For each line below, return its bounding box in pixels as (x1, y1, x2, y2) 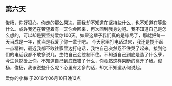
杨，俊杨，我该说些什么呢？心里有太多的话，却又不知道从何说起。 (5, 64, 144, 70)
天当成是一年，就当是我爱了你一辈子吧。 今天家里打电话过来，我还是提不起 (5, 38, 164, 45)
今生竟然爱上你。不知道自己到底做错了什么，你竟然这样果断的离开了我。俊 (5, 58, 162, 64)
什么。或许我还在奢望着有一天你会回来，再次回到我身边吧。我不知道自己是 (5, 26, 162, 32)
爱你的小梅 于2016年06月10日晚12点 (5, 75, 81, 81)
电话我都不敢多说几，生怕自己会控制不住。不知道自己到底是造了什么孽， (14, 51, 167, 57)
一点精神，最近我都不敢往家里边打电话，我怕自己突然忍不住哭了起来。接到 (5, 45, 162, 51)
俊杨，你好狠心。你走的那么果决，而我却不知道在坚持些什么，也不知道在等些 (5, 19, 167, 26)
